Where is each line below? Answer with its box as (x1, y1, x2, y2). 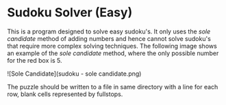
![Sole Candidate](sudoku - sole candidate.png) (7, 70, 142, 78)
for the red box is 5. (7, 56, 62, 64)
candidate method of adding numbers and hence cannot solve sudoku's (7, 34, 211, 42)
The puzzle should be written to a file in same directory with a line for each (7, 82, 218, 91)
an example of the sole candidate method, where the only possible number (7, 49, 219, 57)
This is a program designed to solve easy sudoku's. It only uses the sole (7, 27, 211, 35)
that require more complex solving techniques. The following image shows (7, 42, 217, 50)
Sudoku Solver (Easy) (7, 5, 133, 20)
